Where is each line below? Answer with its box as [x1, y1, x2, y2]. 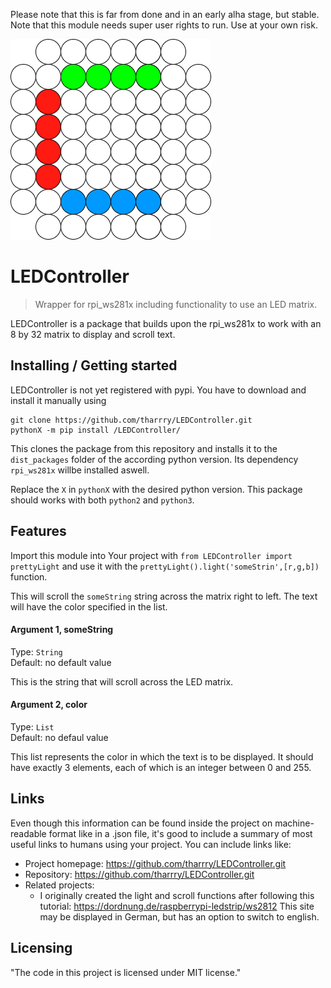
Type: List [10, 720, 55, 733]
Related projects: [24, 879, 95, 891]
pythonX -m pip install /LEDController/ [10, 425, 182, 435]
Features [10, 523, 67, 540]
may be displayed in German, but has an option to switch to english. [39, 910, 320, 923]
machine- [274, 817, 315, 829]
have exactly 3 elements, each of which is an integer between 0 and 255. [10, 761, 312, 773]
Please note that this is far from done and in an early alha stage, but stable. [10, 9, 320, 20]
